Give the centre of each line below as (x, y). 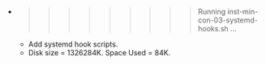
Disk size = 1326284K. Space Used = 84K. (99, 53)
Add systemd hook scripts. (73, 44)
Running (212, 12)
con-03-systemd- (227, 20)
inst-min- (242, 12)
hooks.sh (213, 28)
